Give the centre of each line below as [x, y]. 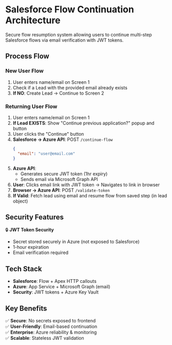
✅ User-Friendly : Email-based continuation [51, 326]
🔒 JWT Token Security [30, 230]
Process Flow [27, 56]
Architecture [33, 20]
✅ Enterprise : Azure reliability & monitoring [51, 332]
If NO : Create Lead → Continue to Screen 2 [58, 93]
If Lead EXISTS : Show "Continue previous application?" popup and [84, 123]
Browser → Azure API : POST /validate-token [61, 190]
